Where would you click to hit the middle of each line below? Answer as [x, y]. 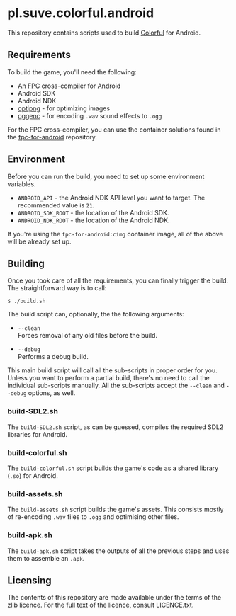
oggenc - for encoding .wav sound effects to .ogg [90, 115]
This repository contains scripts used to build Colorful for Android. [104, 33]
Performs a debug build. [53, 357]
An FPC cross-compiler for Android [69, 86]
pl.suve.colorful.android [81, 13]
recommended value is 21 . [56, 205]
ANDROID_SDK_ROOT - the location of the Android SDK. [93, 212]
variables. [22, 184]
